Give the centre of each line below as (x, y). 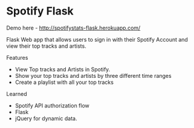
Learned (17, 94)
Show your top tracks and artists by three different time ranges (93, 75)
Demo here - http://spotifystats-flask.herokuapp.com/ (73, 28)
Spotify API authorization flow (52, 105)
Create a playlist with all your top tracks (64, 82)
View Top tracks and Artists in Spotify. (63, 69)
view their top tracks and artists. (46, 46)
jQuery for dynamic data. (46, 118)
